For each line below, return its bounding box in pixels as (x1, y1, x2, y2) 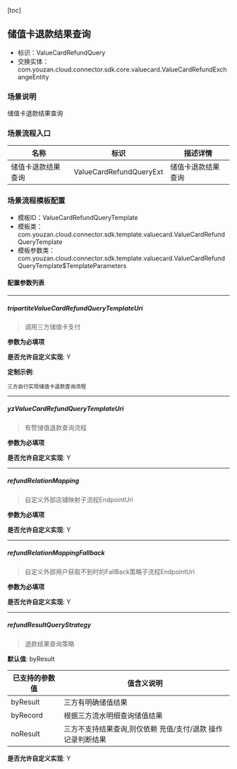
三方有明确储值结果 (63, 697, 128, 707)
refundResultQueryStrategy (7, 620, 92, 629)
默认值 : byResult (7, 654, 55, 663)
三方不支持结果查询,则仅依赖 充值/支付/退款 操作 (63, 724, 224, 734)
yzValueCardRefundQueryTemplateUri (7, 405, 124, 413)
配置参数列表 (7, 279, 44, 287)
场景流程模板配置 (7, 196, 66, 206)
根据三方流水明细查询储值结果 (63, 710, 163, 720)
